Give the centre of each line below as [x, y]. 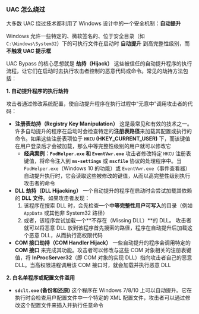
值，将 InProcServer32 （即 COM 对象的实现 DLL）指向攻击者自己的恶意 [103, 258]
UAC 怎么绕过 [26, 9]
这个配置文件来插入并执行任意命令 [62, 305]
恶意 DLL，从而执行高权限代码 [66, 235]
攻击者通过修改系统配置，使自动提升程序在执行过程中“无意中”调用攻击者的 [97, 104]
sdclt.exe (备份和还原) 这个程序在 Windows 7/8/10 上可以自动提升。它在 [103, 290]
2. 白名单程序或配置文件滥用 [41, 278]
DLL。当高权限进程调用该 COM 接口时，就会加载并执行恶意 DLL [93, 265]
